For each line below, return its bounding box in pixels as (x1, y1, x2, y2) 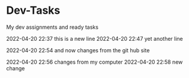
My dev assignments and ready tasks (6, 23, 99, 31)
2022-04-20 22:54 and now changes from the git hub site (6, 46, 150, 54)
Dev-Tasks (6, 4, 61, 17)
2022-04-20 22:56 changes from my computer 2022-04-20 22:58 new (6, 58, 183, 65)
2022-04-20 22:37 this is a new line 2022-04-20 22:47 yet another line (6, 35, 183, 42)
